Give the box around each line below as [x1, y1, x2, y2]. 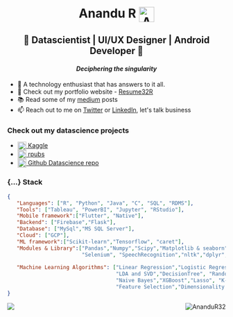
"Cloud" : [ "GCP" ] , [16, 232, 70, 239]
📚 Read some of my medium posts [17, 95, 118, 103]
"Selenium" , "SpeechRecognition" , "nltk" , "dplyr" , [81, 251, 228, 258]
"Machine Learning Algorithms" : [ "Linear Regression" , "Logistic [16, 264, 207, 271]
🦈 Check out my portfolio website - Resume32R [17, 87, 154, 96]
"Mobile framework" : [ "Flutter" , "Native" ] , [16, 212, 144, 220]
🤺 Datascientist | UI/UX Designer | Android [23, 34, 210, 46]
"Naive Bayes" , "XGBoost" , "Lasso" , [115, 277, 216, 284]
